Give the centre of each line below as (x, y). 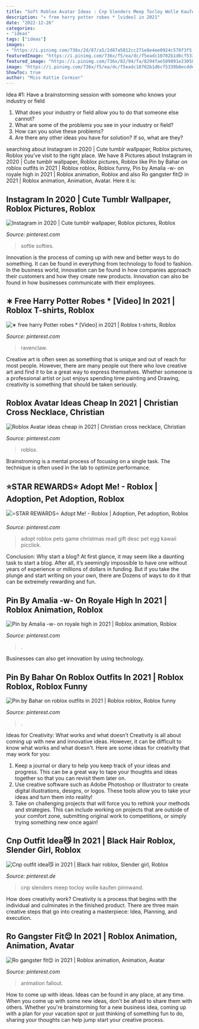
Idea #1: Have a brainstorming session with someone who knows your (91, 95)
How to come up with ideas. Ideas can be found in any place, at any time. (96, 995)
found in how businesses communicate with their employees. (81, 282)
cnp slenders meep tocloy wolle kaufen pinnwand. (82, 887)
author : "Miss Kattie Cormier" (45, 78)
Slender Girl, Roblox (44, 850)
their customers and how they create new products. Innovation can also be (97, 276)
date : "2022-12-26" (30, 23)
